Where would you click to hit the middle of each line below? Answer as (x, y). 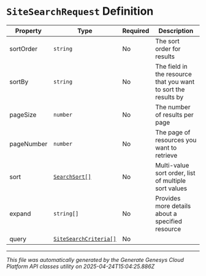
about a (166, 213)
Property (28, 31)
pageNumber (29, 144)
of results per (175, 115)
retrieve (166, 155)
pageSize (23, 115)
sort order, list (175, 173)
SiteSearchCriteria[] (85, 239)
